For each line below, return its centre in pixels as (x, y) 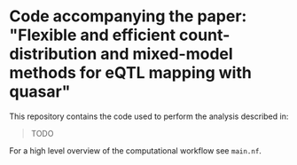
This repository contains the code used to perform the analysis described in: (149, 116)
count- (204, 35)
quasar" (40, 92)
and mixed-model (167, 54)
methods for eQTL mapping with (131, 73)
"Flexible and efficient (92, 35)
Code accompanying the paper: (128, 16)
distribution (53, 54)
